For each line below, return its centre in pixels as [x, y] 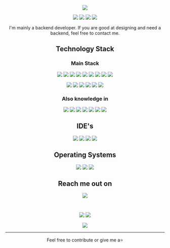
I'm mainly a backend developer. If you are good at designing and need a [85, 28]
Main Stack [85, 63]
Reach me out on [85, 184]
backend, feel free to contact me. [85, 33]
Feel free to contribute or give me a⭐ [85, 240]
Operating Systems [85, 155]
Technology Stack [85, 49]
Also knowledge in [85, 99]
